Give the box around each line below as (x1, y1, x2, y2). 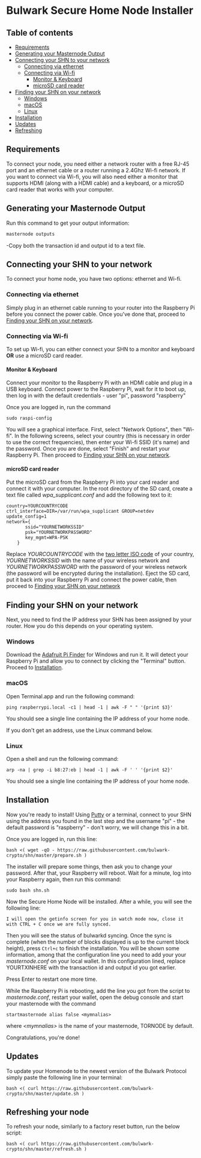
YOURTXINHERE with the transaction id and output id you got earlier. (6, 963, 176, 971)
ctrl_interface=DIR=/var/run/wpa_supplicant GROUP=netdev (6, 509, 154, 515)
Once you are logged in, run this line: (6, 835, 98, 842)
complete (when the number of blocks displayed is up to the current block (6, 938, 190, 945)
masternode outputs (6, 231, 55, 237)
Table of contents (6, 28, 73, 38)
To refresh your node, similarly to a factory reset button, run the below (6, 1123, 180, 1130)
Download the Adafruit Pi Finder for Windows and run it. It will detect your (6, 651, 189, 659)
